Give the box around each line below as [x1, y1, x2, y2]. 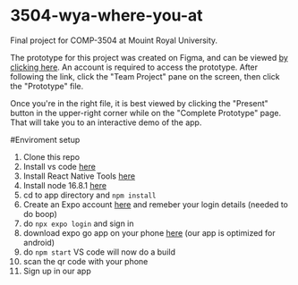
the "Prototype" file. [10, 80, 84, 91]
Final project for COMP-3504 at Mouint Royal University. [10, 35, 218, 46]
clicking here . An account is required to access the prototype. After [10, 62, 259, 72]
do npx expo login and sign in [22, 218, 134, 229]
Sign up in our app [22, 265, 92, 276]
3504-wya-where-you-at [10, 5, 204, 26]
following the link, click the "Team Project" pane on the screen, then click [10, 71, 280, 81]
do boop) [22, 208, 57, 219]
